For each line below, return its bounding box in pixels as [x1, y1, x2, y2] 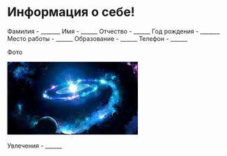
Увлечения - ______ [7, 141, 63, 150]
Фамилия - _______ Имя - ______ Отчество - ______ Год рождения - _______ [7, 27, 221, 35]
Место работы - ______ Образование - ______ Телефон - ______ [7, 34, 188, 42]
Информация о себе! [7, 4, 136, 20]
